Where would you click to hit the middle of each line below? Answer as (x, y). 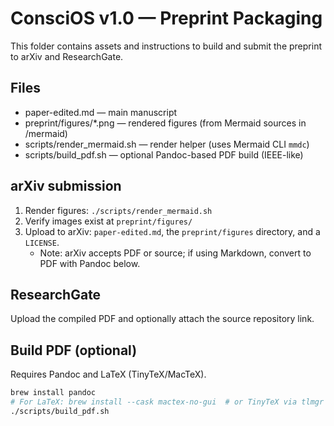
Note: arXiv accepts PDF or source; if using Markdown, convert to (175, 253)
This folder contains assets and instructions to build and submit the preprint (166, 46)
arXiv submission (66, 186)
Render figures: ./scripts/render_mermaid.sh (118, 210)
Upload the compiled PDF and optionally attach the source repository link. (162, 319)
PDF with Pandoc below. (90, 263)
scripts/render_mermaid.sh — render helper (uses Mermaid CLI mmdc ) (167, 144)
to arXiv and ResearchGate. (67, 56)
